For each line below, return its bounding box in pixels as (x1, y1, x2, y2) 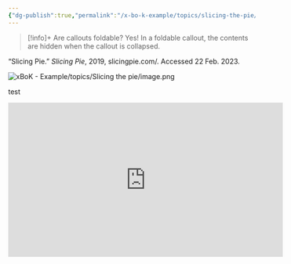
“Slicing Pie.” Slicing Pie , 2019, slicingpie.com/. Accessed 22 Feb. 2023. (8, 56, 241, 66)
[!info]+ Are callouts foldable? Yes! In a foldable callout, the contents (27, 33, 249, 42)
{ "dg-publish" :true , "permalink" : (8, 11, 118, 20)
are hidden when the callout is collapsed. (27, 41, 161, 51)
